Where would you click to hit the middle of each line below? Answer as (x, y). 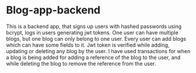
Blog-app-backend (53, 10)
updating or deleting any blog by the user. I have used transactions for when (98, 51)
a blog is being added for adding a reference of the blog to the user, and (93, 57)
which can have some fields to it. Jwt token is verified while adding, (88, 45)
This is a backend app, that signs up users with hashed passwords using (94, 26)
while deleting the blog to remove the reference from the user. (81, 63)
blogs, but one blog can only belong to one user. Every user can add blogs (96, 39)
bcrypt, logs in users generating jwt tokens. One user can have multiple (92, 32)
